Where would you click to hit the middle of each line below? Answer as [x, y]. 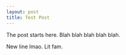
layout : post [23, 12]
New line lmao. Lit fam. [35, 47]
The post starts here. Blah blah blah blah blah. [63, 34]
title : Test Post [28, 18]
